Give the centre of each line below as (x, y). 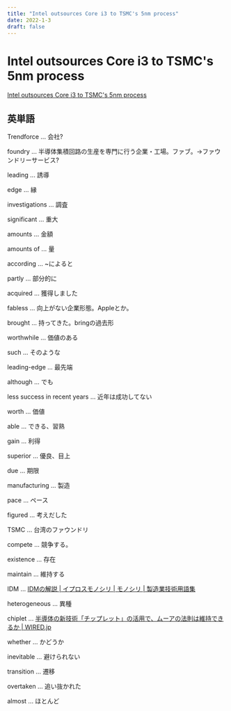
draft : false (26, 26)
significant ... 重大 (33, 219)
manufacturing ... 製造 (39, 486)
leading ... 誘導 (29, 175)
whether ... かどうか (36, 642)
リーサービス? (39, 160)
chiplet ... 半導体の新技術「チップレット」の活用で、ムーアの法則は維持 (110, 618)
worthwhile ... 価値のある (43, 337)
